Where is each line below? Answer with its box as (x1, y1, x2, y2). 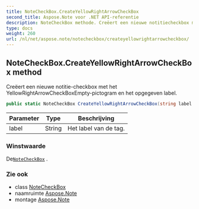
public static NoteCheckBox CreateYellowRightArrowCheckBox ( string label (6, 101, 192, 107)
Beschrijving (78, 114, 114, 122)
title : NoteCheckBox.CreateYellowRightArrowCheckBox (6, 8, 139, 15)
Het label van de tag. (67, 124, 126, 132)
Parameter (9, 114, 40, 122)
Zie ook (6, 170, 28, 178)
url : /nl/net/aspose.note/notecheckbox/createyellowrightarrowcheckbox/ (6, 36, 190, 42)
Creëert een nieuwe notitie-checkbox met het (6, 83, 117, 90)
